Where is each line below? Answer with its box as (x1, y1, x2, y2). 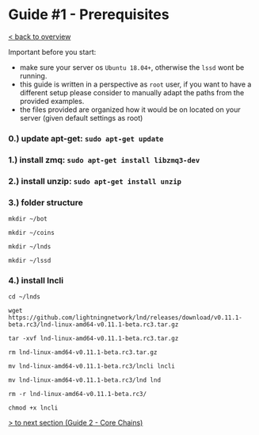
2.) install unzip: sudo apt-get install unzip (8, 175, 182, 187)
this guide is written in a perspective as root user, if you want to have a (19, 79, 252, 89)
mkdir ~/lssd (8, 256, 51, 264)
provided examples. (19, 96, 85, 106)
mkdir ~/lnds (8, 243, 51, 251)
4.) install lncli (8, 275, 64, 286)
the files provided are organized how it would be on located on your (19, 105, 241, 114)
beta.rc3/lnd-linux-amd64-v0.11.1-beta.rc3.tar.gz (8, 321, 179, 329)
